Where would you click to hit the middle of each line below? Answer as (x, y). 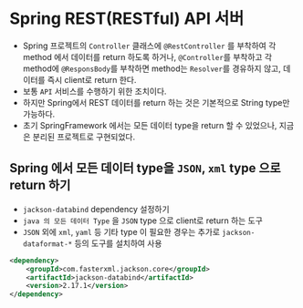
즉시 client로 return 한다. (92, 79)
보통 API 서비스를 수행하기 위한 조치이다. (94, 91)
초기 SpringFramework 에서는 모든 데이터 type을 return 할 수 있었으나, (150, 125)
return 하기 (40, 185)
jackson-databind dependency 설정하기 (96, 209)
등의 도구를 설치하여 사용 (118, 243)
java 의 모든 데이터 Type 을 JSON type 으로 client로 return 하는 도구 (142, 221)
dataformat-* (47, 244)
